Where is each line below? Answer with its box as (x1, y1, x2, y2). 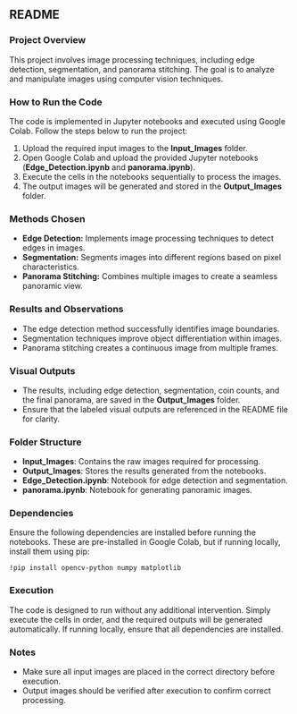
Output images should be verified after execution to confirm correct (21, 685, 271, 696)
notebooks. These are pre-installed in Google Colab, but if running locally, (9, 537, 281, 548)
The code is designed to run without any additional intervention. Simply (9, 604, 271, 616)
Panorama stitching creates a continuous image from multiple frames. (21, 342, 279, 353)
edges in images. (21, 242, 86, 253)
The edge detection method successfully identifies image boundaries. (21, 323, 280, 334)
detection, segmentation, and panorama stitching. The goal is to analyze (9, 64, 275, 74)
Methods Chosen (9, 212, 86, 225)
